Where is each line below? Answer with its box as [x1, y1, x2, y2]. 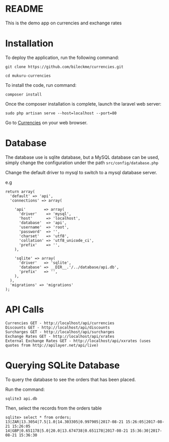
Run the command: [5, 386, 45, 392]
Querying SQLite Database [5, 359, 120, 371]
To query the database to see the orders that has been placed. [5, 376, 136, 383]
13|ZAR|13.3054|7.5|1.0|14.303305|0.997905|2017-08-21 [5, 419, 124, 424]
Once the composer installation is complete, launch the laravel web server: [5, 101, 161, 107]
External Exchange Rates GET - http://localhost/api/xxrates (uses [5, 338, 151, 343]
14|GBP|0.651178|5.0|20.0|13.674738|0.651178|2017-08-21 [5, 428, 128, 433]
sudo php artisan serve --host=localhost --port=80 [5, 110, 117, 116]
